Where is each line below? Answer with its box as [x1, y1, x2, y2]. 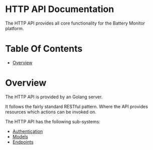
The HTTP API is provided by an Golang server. [5, 94, 103, 100]
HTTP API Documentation [5, 4, 114, 15]
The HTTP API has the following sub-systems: [5, 118, 100, 124]
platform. [5, 25, 24, 31]
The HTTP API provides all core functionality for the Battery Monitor [5, 20, 145, 26]
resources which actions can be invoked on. [5, 109, 97, 115]
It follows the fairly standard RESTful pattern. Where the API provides [5, 103, 148, 109]
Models [12, 133, 29, 139]
